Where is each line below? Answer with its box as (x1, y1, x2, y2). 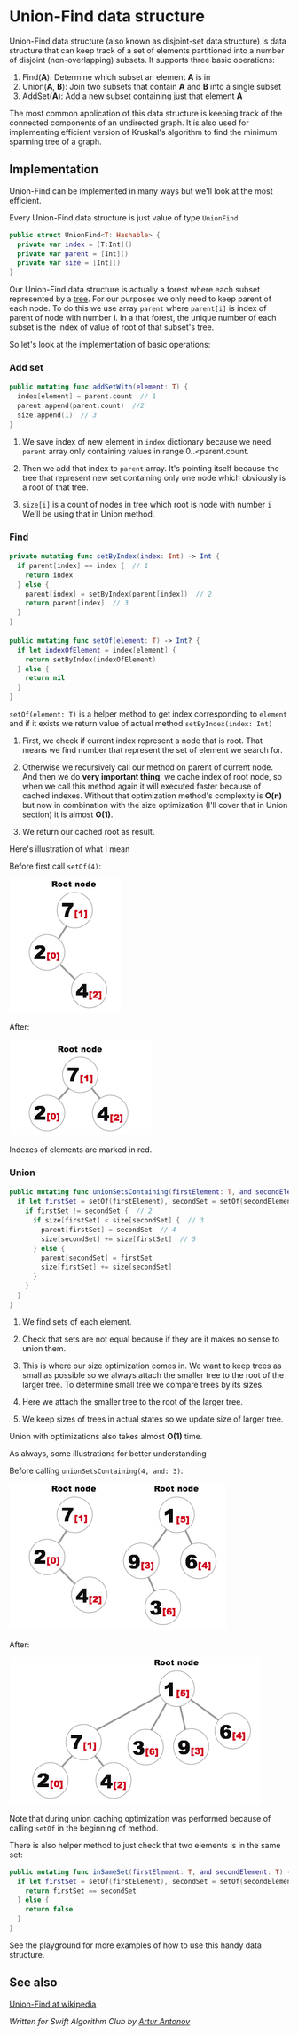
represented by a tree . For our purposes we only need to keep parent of (9, 293, 272, 304)
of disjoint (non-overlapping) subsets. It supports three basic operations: (9, 54, 275, 65)
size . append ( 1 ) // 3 (17, 411, 98, 420)
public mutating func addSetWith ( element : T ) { (9, 382, 189, 392)
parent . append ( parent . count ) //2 (17, 402, 145, 411)
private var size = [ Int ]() (17, 259, 122, 268)
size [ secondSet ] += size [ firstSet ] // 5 (41, 1234, 197, 1244)
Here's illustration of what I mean (9, 844, 130, 854)
